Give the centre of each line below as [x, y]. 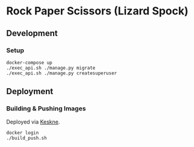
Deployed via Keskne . [33, 122]
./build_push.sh [27, 138]
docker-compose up [29, 62]
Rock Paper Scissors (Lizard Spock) [97, 11]
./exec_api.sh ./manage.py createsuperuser [62, 73]
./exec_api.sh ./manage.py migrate [51, 68]
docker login [23, 133]
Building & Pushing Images [46, 109]
